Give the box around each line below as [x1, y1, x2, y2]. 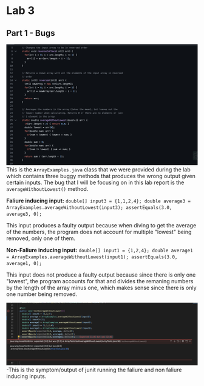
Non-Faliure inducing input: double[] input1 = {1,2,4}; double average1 [6, 247, 193, 254]
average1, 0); [6, 261, 42, 267]
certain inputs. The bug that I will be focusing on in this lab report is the [6, 179, 185, 186]
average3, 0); [6, 211, 42, 218]
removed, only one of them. [6, 235, 76, 242]
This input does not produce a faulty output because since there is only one [6, 271, 196, 278]
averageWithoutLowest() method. [6, 185, 89, 193]
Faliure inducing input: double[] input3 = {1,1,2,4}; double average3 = [6, 197, 191, 204]
